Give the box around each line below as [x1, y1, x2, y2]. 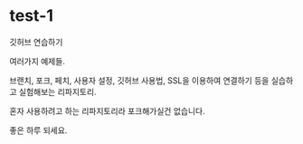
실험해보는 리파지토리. [18, 86, 97, 97]
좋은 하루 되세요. [9, 124, 68, 136]
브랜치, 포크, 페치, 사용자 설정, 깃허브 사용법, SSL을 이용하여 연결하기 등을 [9, 74, 270, 86]
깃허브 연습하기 [9, 36, 63, 47]
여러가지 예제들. [9, 55, 66, 66]
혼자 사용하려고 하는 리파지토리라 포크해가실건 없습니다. [9, 105, 205, 116]
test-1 [9, 5, 54, 26]
